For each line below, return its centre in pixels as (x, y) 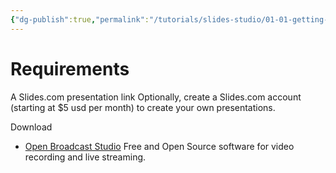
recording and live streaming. (85, 157)
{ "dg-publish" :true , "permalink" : (80, 19)
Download (31, 127)
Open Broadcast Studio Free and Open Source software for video (159, 146)
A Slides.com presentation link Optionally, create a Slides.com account (156, 97)
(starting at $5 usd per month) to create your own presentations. (143, 107)
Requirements (70, 68)
